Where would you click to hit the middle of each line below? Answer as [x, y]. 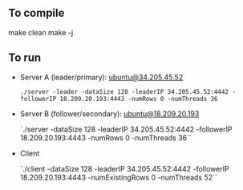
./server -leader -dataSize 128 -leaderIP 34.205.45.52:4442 [124, 91]
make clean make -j [41, 32]
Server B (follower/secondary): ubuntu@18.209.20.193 [109, 113]
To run [25, 58]
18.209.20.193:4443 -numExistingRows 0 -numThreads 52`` [119, 177]
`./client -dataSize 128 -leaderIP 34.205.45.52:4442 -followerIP [125, 168]
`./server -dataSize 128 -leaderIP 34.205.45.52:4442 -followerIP [126, 129]
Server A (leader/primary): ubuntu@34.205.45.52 [101, 77]
